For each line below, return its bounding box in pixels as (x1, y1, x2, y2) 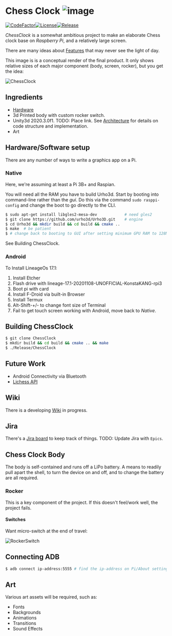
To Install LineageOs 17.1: (5, 264, 57, 271)
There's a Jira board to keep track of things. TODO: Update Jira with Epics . (5, 436, 164, 442)
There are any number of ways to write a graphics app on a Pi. (5, 157, 137, 163)
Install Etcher (12, 275, 41, 281)
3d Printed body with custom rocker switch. (12, 112, 105, 118)
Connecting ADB (5, 552, 60, 561)
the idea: (5, 68, 24, 74)
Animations (12, 615, 37, 621)
